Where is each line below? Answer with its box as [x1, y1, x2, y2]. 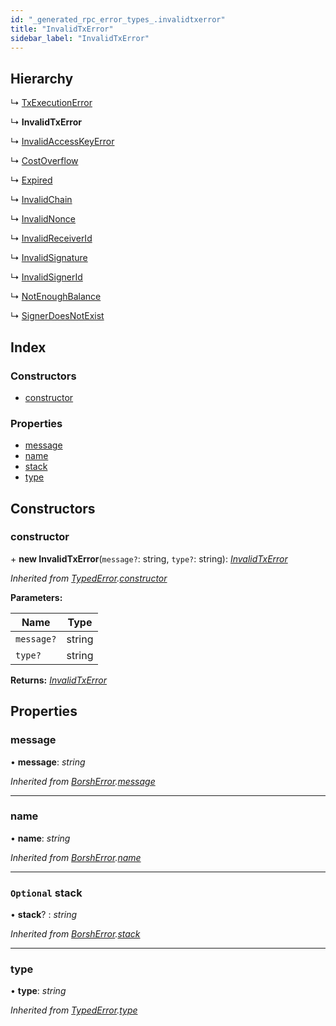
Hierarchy [10, 70, 74, 87]
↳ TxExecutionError [10, 97, 93, 109]
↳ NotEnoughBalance [10, 291, 102, 303]
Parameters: [10, 591, 63, 603]
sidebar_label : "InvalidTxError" [10, 33, 150, 43]
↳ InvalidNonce [10, 213, 76, 225]
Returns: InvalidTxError [10, 674, 108, 686]
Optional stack [10, 886, 83, 900]
